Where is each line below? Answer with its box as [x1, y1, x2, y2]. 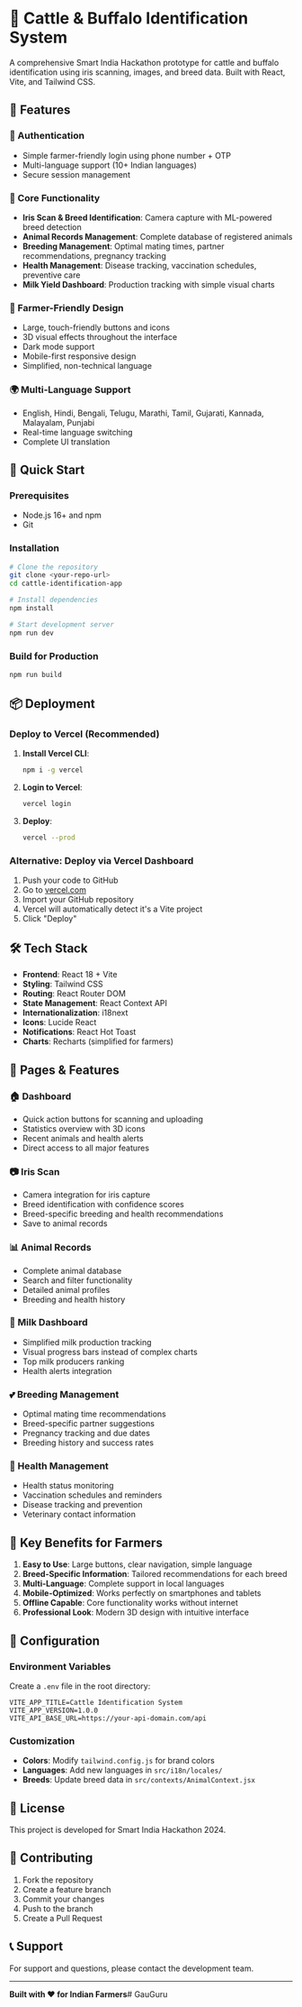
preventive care [22, 270, 81, 280]
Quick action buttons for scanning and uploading [22, 1113, 204, 1124]
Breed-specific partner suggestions [22, 1418, 155, 1429]
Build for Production [9, 649, 99, 662]
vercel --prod [22, 833, 75, 842]
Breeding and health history [22, 1294, 126, 1305]
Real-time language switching [22, 426, 133, 437]
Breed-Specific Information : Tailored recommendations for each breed [22, 1569, 288, 1580]
